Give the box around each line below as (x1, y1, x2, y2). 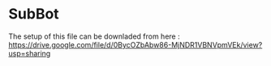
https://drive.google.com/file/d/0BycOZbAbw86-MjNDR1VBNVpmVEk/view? (8, 39, 263, 49)
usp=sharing (8, 48, 51, 58)
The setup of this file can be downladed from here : (8, 31, 180, 41)
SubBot (8, 5, 59, 23)
